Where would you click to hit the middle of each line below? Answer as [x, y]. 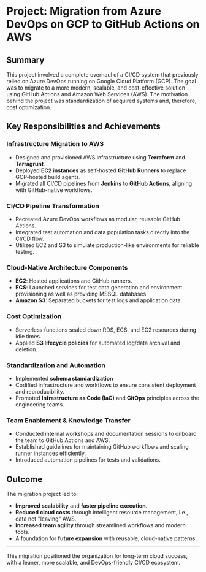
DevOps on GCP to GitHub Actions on [103, 24]
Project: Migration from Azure [84, 11]
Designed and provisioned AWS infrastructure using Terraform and [100, 157]
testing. [25, 251]
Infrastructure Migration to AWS [55, 144]
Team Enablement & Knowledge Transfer [68, 420]
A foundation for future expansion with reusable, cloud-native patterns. [106, 538]
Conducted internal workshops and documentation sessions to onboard [106, 434]
